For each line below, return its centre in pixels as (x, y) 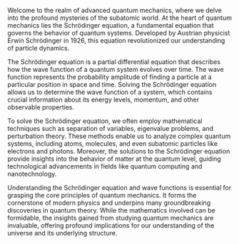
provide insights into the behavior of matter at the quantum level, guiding (114, 159)
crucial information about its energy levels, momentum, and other (103, 100)
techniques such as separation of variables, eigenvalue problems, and (111, 128)
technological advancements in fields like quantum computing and (105, 166)
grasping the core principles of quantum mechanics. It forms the (102, 195)
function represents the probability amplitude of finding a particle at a (110, 77)
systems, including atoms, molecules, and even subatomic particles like (113, 144)
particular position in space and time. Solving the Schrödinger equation (112, 84)
